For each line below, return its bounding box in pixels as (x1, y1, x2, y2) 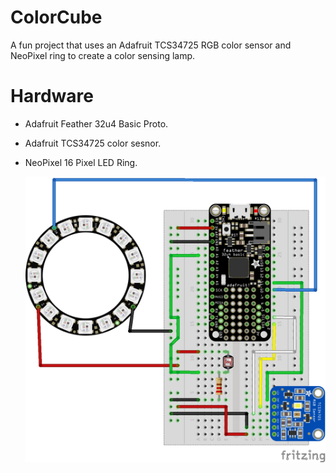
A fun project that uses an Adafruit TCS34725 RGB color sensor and (10, 39, 292, 51)
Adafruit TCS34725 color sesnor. (24, 137, 162, 149)
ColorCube (10, 6, 103, 29)
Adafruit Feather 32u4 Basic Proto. (24, 117, 169, 130)
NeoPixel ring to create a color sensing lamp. (10, 49, 196, 61)
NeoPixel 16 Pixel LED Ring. (24, 156, 138, 168)
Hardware (10, 85, 94, 108)
